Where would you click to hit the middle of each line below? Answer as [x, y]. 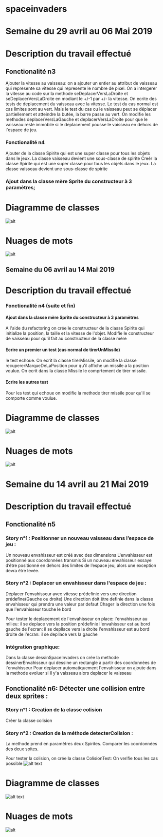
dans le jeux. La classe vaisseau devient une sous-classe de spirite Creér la [81, 158]
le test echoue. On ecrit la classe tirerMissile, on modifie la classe [71, 360]
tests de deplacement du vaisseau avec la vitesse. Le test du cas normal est [82, 104]
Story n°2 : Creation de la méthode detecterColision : [69, 733]
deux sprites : [27, 696]
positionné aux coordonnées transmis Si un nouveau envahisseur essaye [79, 560]
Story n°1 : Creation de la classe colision [54, 710]
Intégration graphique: [33, 647]
